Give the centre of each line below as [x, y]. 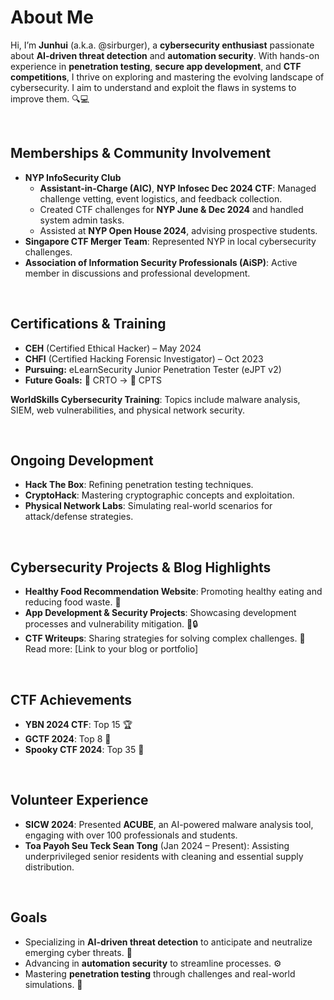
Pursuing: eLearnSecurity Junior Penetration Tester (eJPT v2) [153, 369]
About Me [52, 17]
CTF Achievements [71, 699]
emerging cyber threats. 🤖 [78, 952]
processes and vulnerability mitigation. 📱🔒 [111, 624]
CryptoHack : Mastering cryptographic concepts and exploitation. [159, 495]
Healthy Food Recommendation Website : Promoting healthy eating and [173, 592]
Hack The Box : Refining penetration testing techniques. [139, 485]
